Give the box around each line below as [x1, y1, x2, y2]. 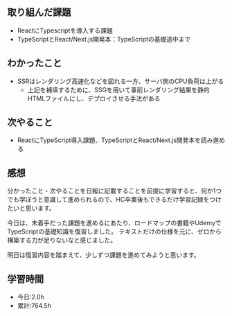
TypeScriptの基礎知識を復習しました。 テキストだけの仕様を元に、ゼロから [7, 227, 222, 236]
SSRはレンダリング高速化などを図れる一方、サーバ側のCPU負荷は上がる [17, 77, 224, 85]
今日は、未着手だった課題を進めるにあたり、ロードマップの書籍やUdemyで [7, 219, 222, 227]
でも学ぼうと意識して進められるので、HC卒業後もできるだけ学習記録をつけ [7, 195, 222, 204]
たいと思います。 [7, 204, 55, 213]
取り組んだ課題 [7, 6, 71, 19]
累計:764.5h [17, 301, 52, 310]
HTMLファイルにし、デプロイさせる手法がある [27, 94, 161, 103]
